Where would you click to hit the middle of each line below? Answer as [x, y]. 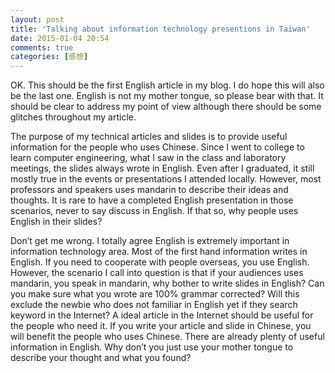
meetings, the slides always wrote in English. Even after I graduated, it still [162, 168]
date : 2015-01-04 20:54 [60, 38]
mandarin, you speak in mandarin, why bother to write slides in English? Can [167, 283]
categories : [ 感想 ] [49, 57]
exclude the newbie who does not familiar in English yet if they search [154, 305]
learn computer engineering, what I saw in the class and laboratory [148, 158]
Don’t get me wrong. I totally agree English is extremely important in [150, 241]
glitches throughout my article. [73, 117]
